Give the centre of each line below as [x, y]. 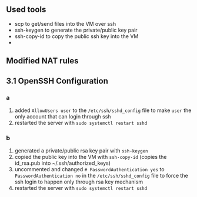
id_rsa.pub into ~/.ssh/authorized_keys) [62, 163]
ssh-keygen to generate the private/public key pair [76, 30]
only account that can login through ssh [63, 116]
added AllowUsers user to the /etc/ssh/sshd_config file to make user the [103, 110]
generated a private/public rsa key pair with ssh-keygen [81, 151]
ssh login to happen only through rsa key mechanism [79, 182]
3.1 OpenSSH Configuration [57, 81]
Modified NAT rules [42, 61]
